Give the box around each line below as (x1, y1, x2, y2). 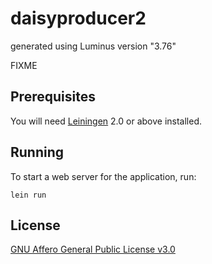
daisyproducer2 (10, 7, 147, 30)
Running (10, 144, 65, 161)
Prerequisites (10, 88, 96, 106)
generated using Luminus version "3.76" (10, 40, 177, 52)
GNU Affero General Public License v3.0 (10, 243, 176, 256)
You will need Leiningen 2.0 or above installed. (10, 115, 203, 127)
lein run (10, 190, 47, 200)
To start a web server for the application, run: (10, 170, 197, 182)
